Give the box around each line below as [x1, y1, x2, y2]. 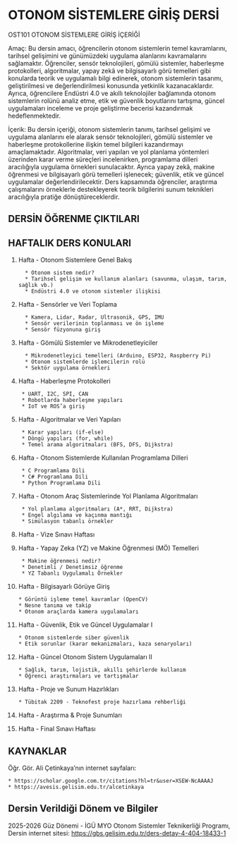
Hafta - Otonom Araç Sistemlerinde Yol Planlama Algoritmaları [18, 492, 198, 501]
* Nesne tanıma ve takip [18, 602, 92, 609]
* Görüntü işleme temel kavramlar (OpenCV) [18, 596, 149, 603]
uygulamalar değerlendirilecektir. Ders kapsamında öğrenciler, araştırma [8, 177, 218, 186]
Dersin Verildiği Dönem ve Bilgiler [8, 802, 158, 814]
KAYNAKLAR [8, 745, 67, 757]
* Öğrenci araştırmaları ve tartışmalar [18, 673, 139, 680]
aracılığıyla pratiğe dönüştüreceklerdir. [8, 192, 120, 201]
